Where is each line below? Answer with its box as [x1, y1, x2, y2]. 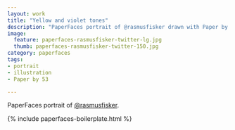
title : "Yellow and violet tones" [7, 17, 109, 24]
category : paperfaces [7, 50, 71, 57]
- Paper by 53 [7, 75, 49, 83]
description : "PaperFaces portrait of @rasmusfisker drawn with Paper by [7, 23, 229, 30]
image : [7, 30, 27, 37]
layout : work [7, 10, 46, 18]
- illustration [7, 69, 52, 76]
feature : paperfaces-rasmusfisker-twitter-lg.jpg [13, 37, 162, 44]
